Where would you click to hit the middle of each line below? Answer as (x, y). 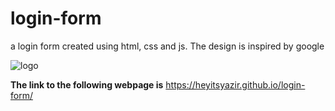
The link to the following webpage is (87, 84)
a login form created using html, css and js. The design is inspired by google (167, 46)
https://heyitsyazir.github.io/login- (235, 84)
